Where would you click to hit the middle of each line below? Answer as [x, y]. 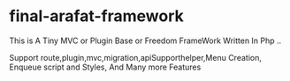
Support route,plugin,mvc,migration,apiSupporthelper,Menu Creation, [136, 57]
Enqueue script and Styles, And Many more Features [105, 67]
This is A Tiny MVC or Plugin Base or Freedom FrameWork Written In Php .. [145, 40]
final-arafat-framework [96, 16]
